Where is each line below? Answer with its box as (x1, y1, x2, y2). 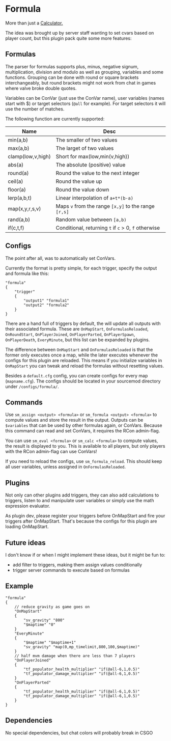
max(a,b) (8, 145, 30, 152)
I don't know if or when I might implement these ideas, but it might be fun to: (5, 552, 165, 558)
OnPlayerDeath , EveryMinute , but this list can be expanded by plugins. (5, 337, 150, 343)
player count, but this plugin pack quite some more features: (5, 35, 132, 41)
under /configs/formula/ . (5, 383, 60, 390)
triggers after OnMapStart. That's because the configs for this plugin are (5, 518, 157, 525)
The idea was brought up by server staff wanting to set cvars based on (5, 30, 154, 36)
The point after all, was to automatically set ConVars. (5, 255, 116, 261)
